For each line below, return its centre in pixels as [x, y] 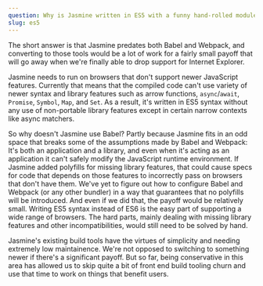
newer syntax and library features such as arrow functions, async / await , [124, 93]
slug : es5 [24, 23]
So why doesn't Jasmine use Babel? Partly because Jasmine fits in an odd [128, 133]
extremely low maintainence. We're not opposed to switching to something [129, 248]
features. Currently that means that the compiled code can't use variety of [128, 85]
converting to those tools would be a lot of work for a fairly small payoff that [130, 53]
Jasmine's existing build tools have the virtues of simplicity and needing [124, 241]
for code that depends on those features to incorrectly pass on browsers [125, 175]
